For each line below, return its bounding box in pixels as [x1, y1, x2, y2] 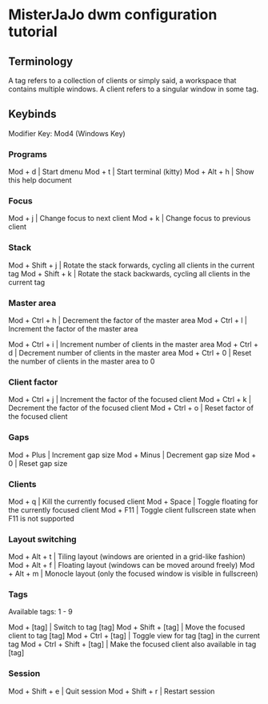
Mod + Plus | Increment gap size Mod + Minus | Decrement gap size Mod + [8, 450, 257, 460]
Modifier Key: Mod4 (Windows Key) [8, 128, 126, 138]
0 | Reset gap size [8, 458, 68, 468]
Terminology [8, 54, 74, 68]
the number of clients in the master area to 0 [8, 356, 155, 366]
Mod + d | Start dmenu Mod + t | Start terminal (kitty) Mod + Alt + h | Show [8, 167, 254, 177]
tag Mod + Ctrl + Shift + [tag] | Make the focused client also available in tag [8, 639, 257, 650]
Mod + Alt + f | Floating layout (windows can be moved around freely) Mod [8, 561, 255, 570]
